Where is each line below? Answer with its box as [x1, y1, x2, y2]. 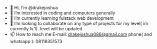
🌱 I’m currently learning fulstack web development [9, 15, 114, 21]
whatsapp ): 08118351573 [9, 39, 62, 44]
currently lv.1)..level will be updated [9, 26, 82, 32]
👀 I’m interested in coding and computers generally [9, 10, 115, 16]
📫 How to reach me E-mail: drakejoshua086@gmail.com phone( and [9, 31, 152, 37]
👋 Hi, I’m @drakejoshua [9, 5, 58, 10]
